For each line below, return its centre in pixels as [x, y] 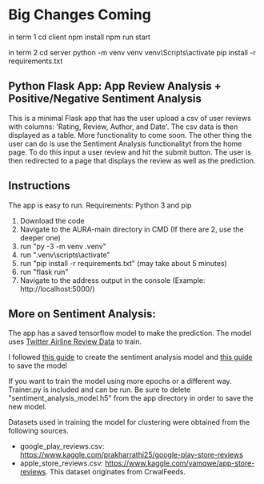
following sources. [39, 431]
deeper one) [40, 237]
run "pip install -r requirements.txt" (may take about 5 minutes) [124, 263]
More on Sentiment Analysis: [82, 314]
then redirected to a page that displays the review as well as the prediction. [132, 160]
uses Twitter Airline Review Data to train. [75, 341]
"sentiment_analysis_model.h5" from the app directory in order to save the [131, 398]
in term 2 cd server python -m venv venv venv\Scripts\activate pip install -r [132, 52]
